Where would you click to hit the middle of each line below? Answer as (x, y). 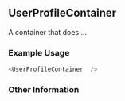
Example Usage (39, 52)
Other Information (44, 89)
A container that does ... (48, 32)
